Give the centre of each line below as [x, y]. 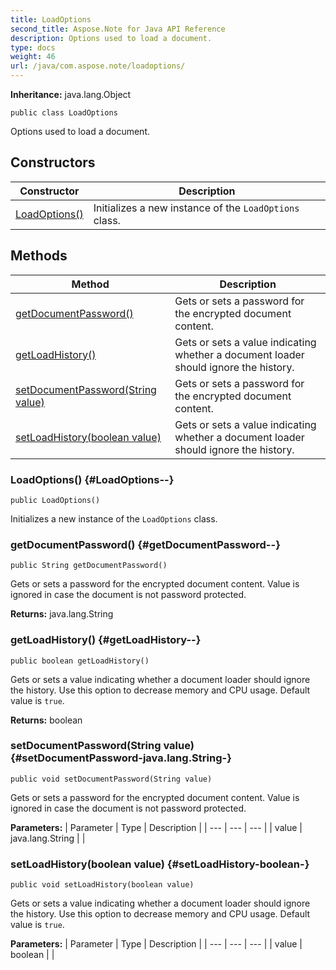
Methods [39, 256]
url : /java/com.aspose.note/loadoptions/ [98, 66]
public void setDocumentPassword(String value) [111, 779]
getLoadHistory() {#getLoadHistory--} [106, 640]
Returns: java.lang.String [62, 614]
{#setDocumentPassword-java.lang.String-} [121, 758]
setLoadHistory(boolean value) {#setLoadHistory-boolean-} [160, 864]
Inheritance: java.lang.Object [71, 94]
